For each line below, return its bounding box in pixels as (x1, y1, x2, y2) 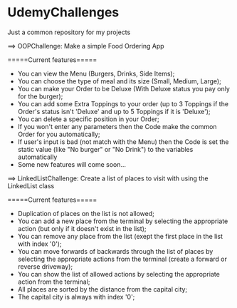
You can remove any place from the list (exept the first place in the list (17, 232, 223, 240)
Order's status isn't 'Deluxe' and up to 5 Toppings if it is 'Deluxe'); (17, 107, 211, 115)
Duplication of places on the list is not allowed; (17, 209, 155, 217)
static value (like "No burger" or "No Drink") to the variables (17, 145, 194, 153)
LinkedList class (7, 181, 55, 190)
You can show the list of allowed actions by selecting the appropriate (17, 269, 221, 278)
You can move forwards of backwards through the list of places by (17, 247, 214, 255)
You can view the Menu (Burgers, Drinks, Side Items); (17, 69, 175, 78)
